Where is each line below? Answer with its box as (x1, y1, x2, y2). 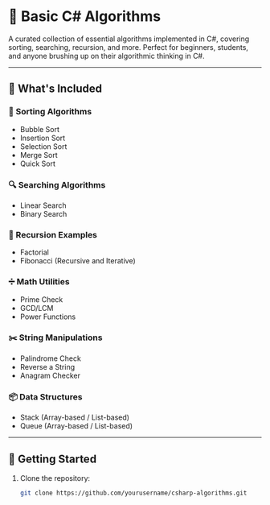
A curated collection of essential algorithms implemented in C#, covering (8, 34, 250, 43)
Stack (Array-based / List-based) (19, 412, 130, 422)
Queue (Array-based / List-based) (19, 421, 133, 431)
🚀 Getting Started (8, 452, 97, 466)
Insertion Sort (19, 133, 66, 143)
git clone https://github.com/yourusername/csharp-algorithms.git (19, 489, 247, 497)
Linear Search (19, 201, 67, 210)
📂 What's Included (8, 82, 103, 96)
